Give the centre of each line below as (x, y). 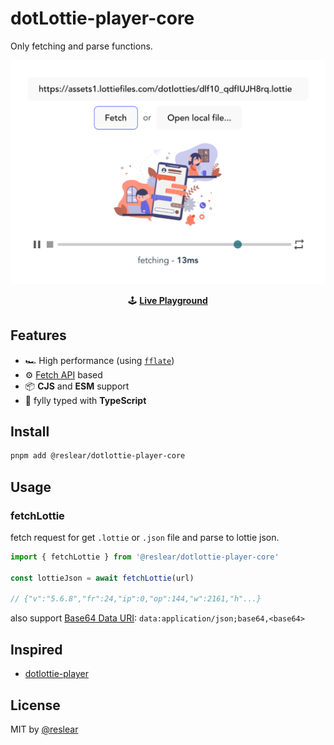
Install (30, 431)
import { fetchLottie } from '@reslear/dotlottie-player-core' (145, 557)
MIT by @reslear (44, 729)
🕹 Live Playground (168, 300)
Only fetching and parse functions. (81, 46)
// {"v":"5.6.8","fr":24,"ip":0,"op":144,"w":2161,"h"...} (136, 599)
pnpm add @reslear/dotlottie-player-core (98, 456)
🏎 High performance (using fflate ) (99, 360)
